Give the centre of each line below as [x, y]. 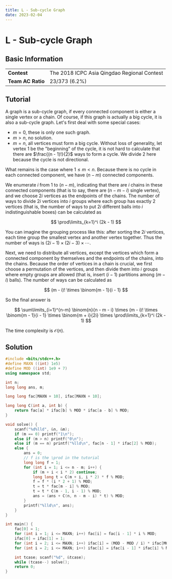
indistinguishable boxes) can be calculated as [53, 212]
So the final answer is [28, 300]
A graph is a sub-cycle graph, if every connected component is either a [81, 112]
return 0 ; [25, 567]
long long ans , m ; [25, 387]
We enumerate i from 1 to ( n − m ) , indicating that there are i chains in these [84, 185]
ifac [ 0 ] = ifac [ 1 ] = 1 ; [40, 539]
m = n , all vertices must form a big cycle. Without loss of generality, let [87, 143]
